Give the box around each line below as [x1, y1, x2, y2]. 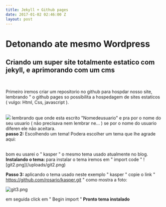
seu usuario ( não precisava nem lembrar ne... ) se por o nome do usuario [5, 120, 157, 126]
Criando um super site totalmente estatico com [5, 58, 155, 66]
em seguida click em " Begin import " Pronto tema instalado [5, 196, 130, 202]
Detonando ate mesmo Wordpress [5, 38, 151, 49]
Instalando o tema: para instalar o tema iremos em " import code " [5, 156, 143, 162]
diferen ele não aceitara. [5, 125, 56, 131]
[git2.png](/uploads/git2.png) [5, 162, 66, 168]
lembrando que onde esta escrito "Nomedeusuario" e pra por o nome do [11, 115, 162, 121]
